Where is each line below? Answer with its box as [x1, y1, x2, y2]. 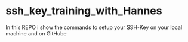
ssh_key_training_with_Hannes [5, 4, 162, 18]
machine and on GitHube [5, 30, 67, 37]
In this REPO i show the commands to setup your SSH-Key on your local [5, 24, 183, 31]
